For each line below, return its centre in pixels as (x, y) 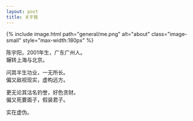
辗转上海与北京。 (27, 60)
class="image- (169, 34)
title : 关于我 (22, 17)
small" (14, 40)
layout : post (22, 12)
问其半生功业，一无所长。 (37, 72)
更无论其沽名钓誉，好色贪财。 (42, 92)
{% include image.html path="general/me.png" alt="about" (78, 34)
